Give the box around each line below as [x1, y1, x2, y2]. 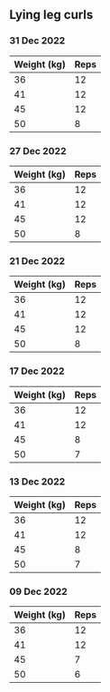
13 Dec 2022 [9, 475, 66, 488]
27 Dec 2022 [9, 144, 67, 157]
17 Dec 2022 [9, 365, 65, 377]
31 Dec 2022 [9, 34, 66, 47]
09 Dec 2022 [9, 585, 68, 598]
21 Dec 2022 [9, 254, 66, 267]
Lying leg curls [9, 7, 94, 23]
